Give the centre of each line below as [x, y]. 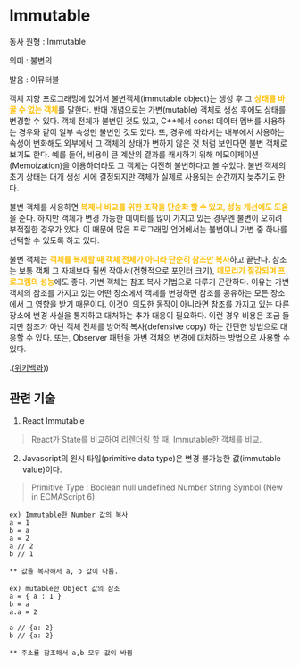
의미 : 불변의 [31, 60]
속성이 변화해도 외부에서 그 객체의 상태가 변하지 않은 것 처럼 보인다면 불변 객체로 [149, 143]
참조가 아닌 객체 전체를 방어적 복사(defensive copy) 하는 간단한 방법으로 [152, 326]
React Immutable [53, 420]
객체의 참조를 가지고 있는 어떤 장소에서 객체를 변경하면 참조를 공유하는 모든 [139, 292]
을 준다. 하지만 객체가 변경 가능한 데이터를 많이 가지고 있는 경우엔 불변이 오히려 [146, 218]
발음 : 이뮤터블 [34, 79]
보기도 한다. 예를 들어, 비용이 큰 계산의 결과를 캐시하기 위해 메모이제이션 [134, 154]
